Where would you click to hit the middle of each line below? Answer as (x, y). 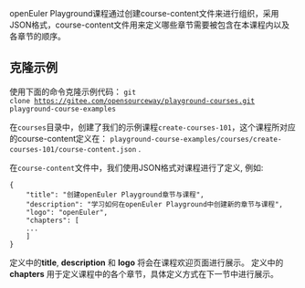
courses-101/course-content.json (73, 149)
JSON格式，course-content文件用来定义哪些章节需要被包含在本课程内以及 (150, 25)
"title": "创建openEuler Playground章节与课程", (115, 195)
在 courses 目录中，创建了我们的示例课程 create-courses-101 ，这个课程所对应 (152, 127)
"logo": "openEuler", (67, 212)
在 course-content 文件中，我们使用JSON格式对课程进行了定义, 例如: (137, 167)
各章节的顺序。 (37, 36)
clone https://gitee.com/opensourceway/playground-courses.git (132, 101)
